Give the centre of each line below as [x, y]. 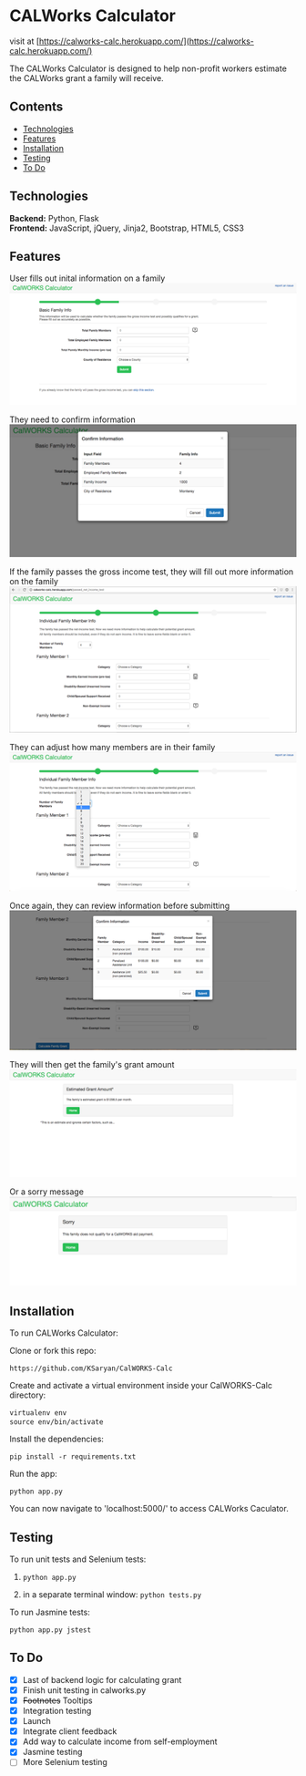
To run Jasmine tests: [50, 1612]
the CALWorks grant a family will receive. [87, 77]
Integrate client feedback [70, 1731]
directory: [28, 1395]
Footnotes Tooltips [57, 1700]
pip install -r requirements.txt [73, 1457]
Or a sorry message [47, 1192]
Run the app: [33, 1474]
